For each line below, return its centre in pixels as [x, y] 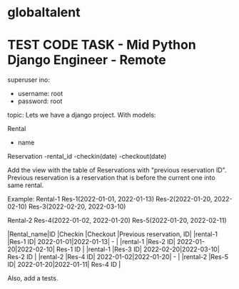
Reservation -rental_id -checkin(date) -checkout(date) [87, 157]
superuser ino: [29, 80]
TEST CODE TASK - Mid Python [102, 45]
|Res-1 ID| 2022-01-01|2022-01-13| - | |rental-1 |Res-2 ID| [92, 242]
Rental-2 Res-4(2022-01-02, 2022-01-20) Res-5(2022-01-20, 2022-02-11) [117, 221]
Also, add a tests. [33, 278]
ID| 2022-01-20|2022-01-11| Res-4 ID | [64, 265]
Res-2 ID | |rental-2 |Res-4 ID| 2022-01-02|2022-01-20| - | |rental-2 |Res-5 [118, 257]
